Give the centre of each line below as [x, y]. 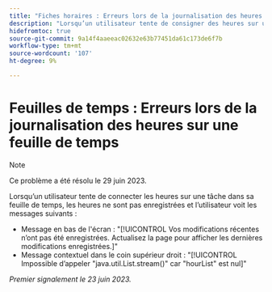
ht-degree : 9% [33, 61]
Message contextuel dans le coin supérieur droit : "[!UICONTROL [129, 255]
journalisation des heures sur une [124, 125]
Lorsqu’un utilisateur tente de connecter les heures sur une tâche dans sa [132, 196]
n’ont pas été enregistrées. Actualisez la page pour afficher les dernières [142, 237]
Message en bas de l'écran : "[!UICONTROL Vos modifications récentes [140, 229]
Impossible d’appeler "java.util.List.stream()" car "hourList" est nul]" [134, 263]
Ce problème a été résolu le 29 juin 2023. [78, 180]
